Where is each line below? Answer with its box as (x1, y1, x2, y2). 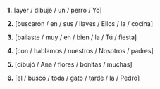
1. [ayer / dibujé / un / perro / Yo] (7, 6, 102, 14)
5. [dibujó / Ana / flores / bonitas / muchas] (7, 60, 133, 69)
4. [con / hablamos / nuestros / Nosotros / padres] (7, 47, 154, 55)
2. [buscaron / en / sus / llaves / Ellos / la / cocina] (7, 20, 154, 27)
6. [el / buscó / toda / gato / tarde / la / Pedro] (7, 74, 140, 82)
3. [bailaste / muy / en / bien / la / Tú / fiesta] (7, 33, 137, 41)
